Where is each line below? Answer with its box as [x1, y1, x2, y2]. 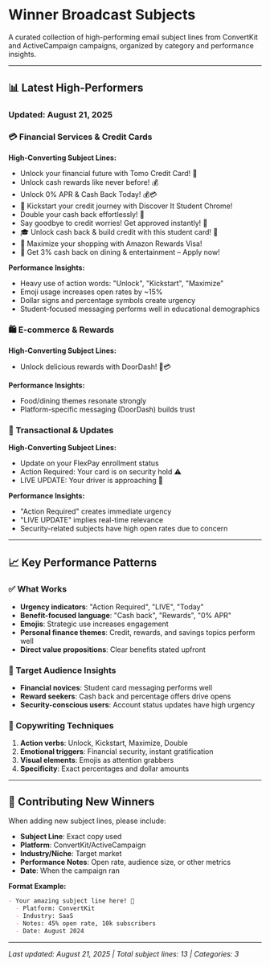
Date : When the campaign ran [19, 866, 121, 875]
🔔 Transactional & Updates [8, 424, 114, 436]
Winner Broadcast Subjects [8, 6, 196, 24]
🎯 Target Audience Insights [8, 665, 117, 676]
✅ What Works [8, 584, 67, 595]
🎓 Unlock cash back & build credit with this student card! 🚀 [19, 227, 219, 236]
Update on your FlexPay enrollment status [19, 458, 159, 468]
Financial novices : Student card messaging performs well [19, 683, 213, 693]
